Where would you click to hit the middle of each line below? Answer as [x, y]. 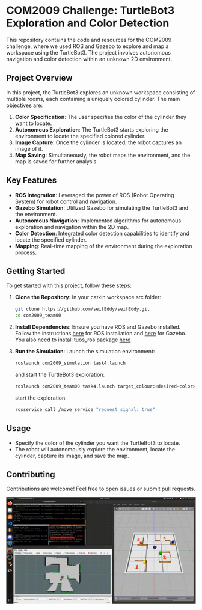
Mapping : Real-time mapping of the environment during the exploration [103, 246]
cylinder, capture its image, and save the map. [72, 456]
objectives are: [25, 105]
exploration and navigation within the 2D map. [72, 227]
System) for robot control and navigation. [66, 201]
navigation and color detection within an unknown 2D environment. [89, 59]
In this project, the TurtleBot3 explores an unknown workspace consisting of [101, 92]
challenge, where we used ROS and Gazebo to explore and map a [87, 46]
